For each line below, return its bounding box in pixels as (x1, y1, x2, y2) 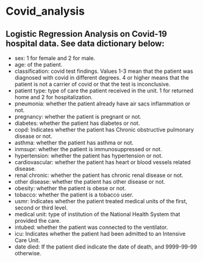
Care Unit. (14, 237, 40, 244)
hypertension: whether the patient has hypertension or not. (14, 152, 163, 159)
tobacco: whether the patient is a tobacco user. (14, 191, 134, 198)
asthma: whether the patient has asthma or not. (14, 139, 134, 146)
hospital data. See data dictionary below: (5, 38, 165, 48)
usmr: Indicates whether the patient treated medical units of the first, (14, 198, 188, 204)
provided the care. (14, 217, 62, 224)
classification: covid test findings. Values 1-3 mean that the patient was (14, 67, 193, 75)
